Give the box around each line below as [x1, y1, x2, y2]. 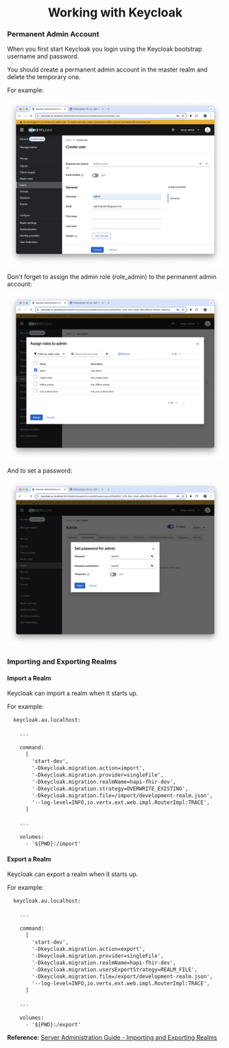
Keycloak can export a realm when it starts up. [7, 870, 138, 878]
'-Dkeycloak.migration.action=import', [32, 765, 146, 772]
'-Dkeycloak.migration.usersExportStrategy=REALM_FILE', [32, 966, 197, 974]
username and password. [7, 52, 80, 61]
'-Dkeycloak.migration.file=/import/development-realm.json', [32, 792, 213, 799]
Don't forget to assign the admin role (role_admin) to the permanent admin [7, 273, 217, 281]
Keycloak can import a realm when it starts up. [7, 689, 138, 697]
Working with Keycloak [47, 5, 183, 21]
